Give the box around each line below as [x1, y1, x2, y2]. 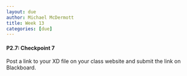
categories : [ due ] [6, 25, 52, 32]
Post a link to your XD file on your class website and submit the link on [6, 58, 181, 65]
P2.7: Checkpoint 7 [6, 44, 55, 51]
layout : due [6, 8, 36, 15]
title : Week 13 [6, 20, 45, 26]
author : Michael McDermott [6, 14, 74, 21]
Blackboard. [6, 64, 36, 71]
